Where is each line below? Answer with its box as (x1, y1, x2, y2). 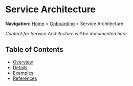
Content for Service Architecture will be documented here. (5, 30, 128, 36)
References (12, 75, 37, 81)
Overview (12, 59, 33, 65)
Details (12, 64, 28, 70)
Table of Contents (5, 45, 64, 54)
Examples (12, 70, 34, 76)
